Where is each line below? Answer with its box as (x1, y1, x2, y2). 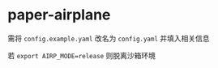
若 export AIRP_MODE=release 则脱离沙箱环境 (7, 50, 156, 60)
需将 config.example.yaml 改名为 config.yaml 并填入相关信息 (7, 33, 210, 43)
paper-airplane (7, 6, 111, 24)
